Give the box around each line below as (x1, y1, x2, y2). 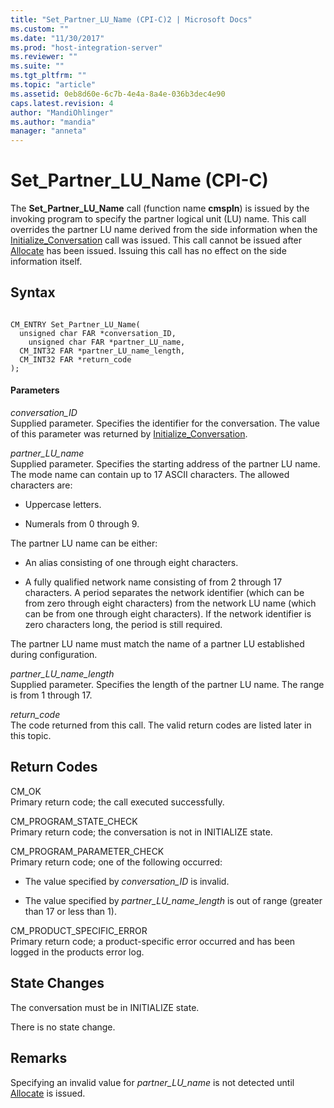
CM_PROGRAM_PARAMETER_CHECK (10, 845, 165, 857)
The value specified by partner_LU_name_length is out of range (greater (24, 894, 323, 906)
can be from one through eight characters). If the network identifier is (24, 608, 312, 620)
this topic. (10, 730, 52, 742)
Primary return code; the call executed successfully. (10, 796, 225, 808)
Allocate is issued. (10, 1087, 86, 1099)
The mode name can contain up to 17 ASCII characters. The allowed (10, 469, 290, 481)
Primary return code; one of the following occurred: (10, 856, 223, 868)
